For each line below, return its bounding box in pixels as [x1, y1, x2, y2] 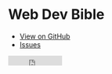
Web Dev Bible [8, 6, 105, 24]
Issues [19, 39, 42, 49]
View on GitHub [19, 31, 70, 41]
